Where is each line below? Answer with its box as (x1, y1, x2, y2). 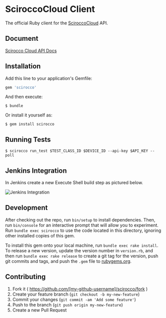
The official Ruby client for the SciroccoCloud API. (5, 20, 108, 26)
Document (5, 34, 38, 43)
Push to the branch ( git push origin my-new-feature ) (12, 302, 123, 308)
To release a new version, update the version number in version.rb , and (5, 247, 154, 253)
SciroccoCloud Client (5, 3, 95, 15)
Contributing (5, 273, 46, 281)
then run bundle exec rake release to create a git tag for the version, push (5, 253, 159, 259)
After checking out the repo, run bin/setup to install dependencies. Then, (5, 216, 156, 222)
